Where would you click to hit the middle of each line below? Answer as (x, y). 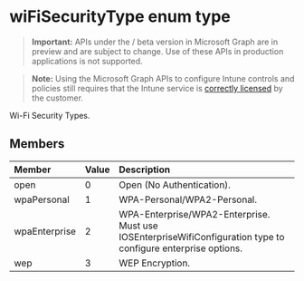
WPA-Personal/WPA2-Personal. (188, 199)
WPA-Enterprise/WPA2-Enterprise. (195, 214)
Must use (138, 226)
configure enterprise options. (180, 248)
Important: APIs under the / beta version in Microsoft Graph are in (155, 42)
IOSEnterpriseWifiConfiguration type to (202, 237)
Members (37, 144)
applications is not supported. (87, 61)
